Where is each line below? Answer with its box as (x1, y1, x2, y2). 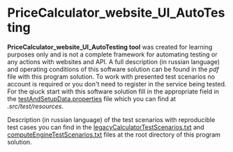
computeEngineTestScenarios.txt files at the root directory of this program (7, 130, 221, 139)
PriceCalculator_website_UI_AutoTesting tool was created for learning (7, 43, 213, 51)
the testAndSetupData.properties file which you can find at (7, 94, 176, 102)
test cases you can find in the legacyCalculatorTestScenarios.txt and (7, 123, 204, 131)
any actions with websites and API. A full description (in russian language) (7, 57, 220, 66)
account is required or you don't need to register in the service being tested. (7, 79, 227, 88)
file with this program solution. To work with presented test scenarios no (7, 72, 215, 81)
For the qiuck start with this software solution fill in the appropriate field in (7, 87, 220, 96)
